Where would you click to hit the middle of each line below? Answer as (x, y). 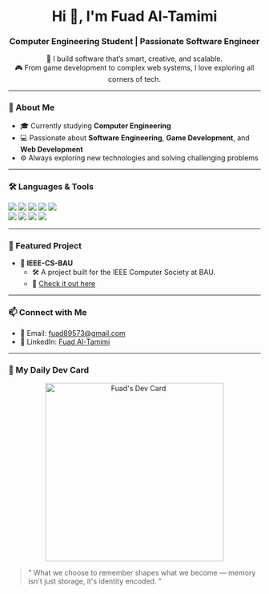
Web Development (51, 149)
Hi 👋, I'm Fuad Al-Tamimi (134, 16)
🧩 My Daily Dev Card (49, 370)
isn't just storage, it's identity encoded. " (95, 581)
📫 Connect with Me (48, 313)
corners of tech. (134, 79)
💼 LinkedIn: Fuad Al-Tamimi (65, 341)
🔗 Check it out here (64, 284)
